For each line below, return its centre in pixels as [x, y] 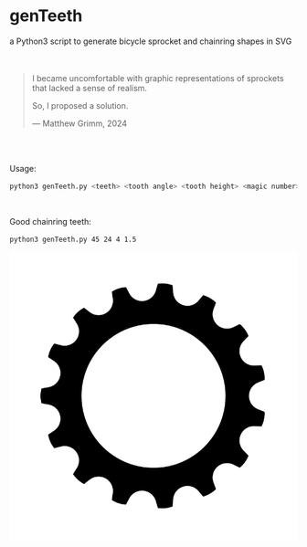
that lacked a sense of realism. [90, 88]
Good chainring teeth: [50, 221]
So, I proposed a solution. [80, 105]
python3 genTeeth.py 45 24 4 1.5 [73, 239]
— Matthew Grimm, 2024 [79, 123]
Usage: [23, 168]
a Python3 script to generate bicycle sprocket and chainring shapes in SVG [151, 41]
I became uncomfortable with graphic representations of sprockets [158, 78]
